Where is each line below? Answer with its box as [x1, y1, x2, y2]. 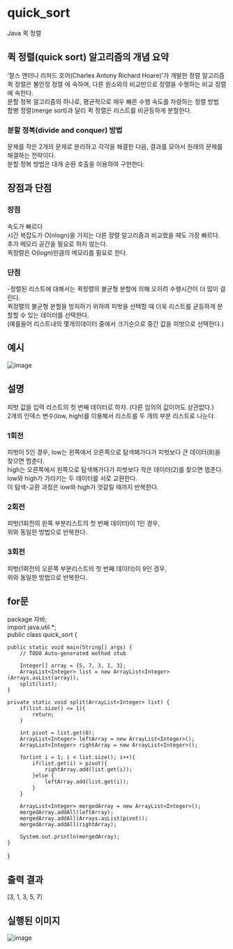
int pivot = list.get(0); [20, 730, 96, 737]
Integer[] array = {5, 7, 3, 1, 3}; [20, 662, 127, 670]
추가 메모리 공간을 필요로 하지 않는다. [7, 240, 108, 248]
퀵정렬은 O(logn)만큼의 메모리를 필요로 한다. [7, 248, 128, 256]
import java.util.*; [7, 623, 57, 631]
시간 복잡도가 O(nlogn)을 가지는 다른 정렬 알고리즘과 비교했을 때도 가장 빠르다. [7, 230, 220, 239]
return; [32, 711, 54, 719]
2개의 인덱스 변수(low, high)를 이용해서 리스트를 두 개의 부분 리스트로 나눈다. [7, 411, 216, 420]
